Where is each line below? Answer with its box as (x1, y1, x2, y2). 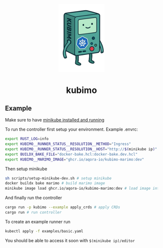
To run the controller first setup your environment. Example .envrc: (5, 126, 138, 132)
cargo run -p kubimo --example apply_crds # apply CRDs (5, 205, 120, 210)
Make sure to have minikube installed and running (5, 117, 105, 123)
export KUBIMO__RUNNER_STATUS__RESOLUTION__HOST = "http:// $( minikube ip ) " (5, 146, 158, 152)
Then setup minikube (5, 166, 48, 172)
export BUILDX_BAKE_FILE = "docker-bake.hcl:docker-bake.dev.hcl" (5, 152, 138, 157)
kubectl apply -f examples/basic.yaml (5, 229, 83, 233)
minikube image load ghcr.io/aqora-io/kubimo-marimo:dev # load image (5, 186, 151, 191)
